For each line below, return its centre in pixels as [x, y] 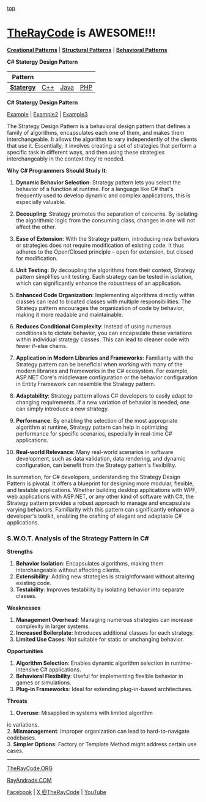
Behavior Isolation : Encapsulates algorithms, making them [90, 564]
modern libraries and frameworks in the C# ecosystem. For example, [102, 371]
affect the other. [36, 227]
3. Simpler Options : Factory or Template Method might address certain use [102, 744]
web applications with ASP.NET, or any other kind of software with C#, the [101, 496]
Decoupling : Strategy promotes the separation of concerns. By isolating [107, 214]
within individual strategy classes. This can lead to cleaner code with [102, 339]
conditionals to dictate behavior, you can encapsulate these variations [104, 333]
